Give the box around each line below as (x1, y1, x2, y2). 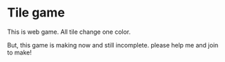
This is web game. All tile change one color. (7, 28, 131, 36)
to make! (7, 48, 32, 56)
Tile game (7, 5, 66, 21)
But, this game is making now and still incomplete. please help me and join (7, 41, 219, 49)
